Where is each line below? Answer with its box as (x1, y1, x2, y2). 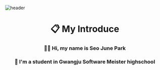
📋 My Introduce (50, 23, 120, 35)
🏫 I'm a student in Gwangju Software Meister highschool (14, 58, 155, 65)
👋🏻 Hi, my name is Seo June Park (43, 45, 126, 52)
